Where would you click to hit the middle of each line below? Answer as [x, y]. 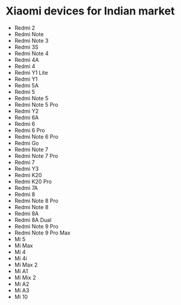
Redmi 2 [25, 28]
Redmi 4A [27, 60]
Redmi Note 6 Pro [36, 136]
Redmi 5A [26, 85]
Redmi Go [27, 143]
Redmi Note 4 [31, 53]
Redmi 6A [27, 117]
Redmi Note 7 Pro [36, 156]
